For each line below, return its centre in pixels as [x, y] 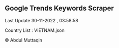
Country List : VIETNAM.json [35, 30]
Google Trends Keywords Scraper [59, 8]
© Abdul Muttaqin [24, 40]
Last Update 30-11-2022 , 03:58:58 [41, 20]
